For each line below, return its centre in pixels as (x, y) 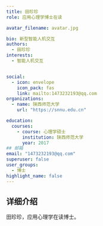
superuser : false (28, 159)
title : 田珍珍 (22, 12)
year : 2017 (35, 143)
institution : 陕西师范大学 (53, 137)
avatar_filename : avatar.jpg (42, 28)
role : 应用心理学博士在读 (34, 17)
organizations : (25, 99)
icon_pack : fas (36, 88)
